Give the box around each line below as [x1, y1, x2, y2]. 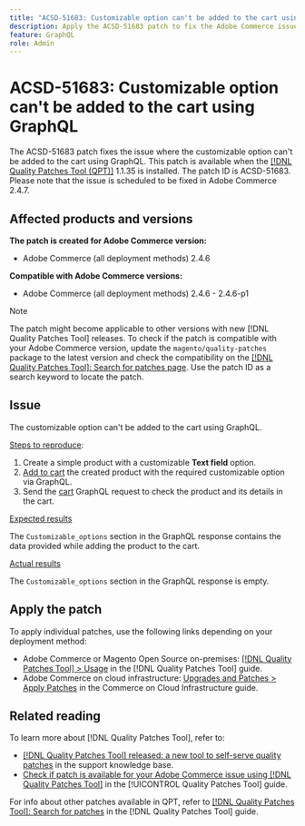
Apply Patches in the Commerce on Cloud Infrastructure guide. [22, 682, 259, 693]
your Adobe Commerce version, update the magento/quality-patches [9, 342, 268, 353]
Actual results [9, 557, 62, 568]
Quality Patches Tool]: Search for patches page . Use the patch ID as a [9, 362, 271, 372]
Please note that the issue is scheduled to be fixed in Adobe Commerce [9, 175, 277, 186]
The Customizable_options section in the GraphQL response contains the [9, 530, 281, 541]
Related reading [9, 709, 102, 724]
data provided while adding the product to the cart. [9, 540, 201, 551]
